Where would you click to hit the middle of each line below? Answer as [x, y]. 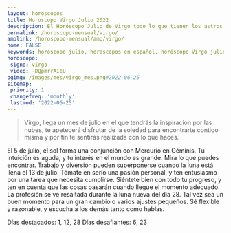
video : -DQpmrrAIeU [38, 71]
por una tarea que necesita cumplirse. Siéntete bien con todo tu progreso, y [114, 179]
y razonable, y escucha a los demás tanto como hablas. [86, 209]
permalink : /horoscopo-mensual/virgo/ [63, 33]
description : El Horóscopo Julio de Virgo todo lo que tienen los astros [115, 26]
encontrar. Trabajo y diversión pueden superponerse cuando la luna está [110, 165]
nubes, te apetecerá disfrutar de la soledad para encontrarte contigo [121, 130]
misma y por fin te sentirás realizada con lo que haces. [101, 137]
